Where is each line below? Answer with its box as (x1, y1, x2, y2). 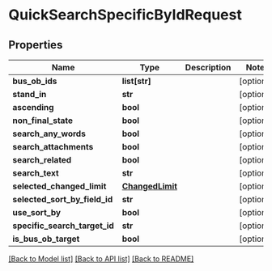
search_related (12, 155, 72, 165)
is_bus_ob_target (12, 233, 80, 244)
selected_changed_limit (12, 180, 107, 192)
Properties (8, 38, 63, 52)
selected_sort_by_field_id (12, 194, 113, 205)
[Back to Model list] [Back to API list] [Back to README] (8, 254, 194, 264)
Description (185, 62, 232, 73)
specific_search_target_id (12, 220, 115, 231)
